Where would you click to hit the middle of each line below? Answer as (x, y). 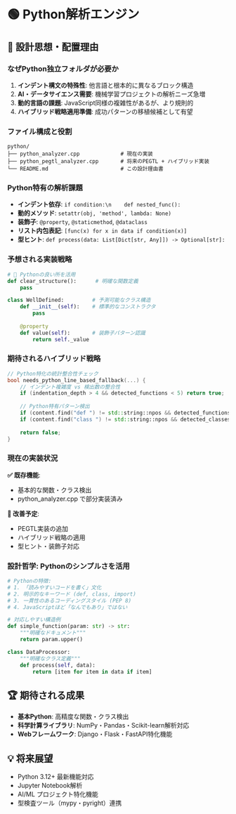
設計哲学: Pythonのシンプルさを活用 (68, 566)
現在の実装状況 (33, 459)
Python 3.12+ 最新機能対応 (55, 777)
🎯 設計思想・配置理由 (53, 47)
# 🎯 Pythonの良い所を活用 (41, 275)
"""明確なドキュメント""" (53, 633)
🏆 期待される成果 (46, 695)
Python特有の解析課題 (45, 188)
